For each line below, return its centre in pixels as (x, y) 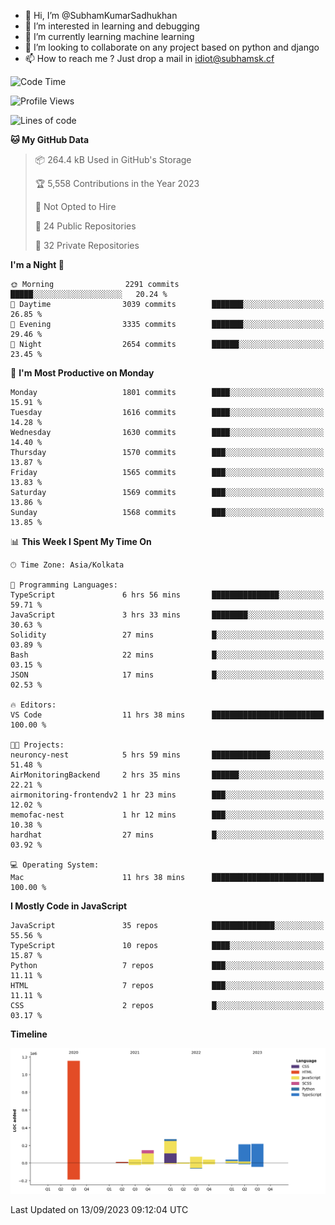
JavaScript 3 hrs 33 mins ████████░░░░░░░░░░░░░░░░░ (167, 615)
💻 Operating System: (55, 865)
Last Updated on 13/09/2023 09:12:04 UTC (99, 1209)
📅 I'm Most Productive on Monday (82, 373)
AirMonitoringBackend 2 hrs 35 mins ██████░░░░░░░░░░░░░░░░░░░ (167, 775)
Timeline (29, 1034)
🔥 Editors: (33, 705)
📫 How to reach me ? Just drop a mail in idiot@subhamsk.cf (149, 58)
